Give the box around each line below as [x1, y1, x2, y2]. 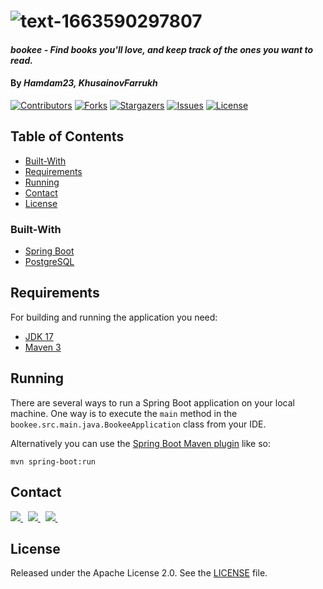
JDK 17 [24, 330, 54, 342]
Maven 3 [24, 341, 62, 353]
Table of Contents [10, 128, 125, 145]
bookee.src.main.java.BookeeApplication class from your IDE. [10, 418, 267, 430]
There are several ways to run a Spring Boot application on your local [10, 396, 295, 409]
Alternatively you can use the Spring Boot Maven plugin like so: [10, 437, 272, 449]
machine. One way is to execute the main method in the [10, 407, 238, 419]
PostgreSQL [24, 256, 75, 268]
